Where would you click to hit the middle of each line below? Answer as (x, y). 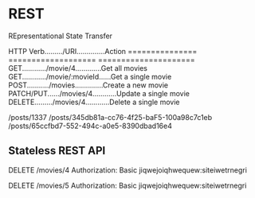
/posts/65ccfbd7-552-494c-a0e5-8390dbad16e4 (90, 126)
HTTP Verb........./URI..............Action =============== (103, 51)
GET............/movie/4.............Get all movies (78, 68)
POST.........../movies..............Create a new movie (88, 85)
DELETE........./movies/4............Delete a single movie (94, 102)
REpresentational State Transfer (61, 36)
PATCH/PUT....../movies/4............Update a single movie (99, 93)
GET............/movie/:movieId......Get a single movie (90, 76)
